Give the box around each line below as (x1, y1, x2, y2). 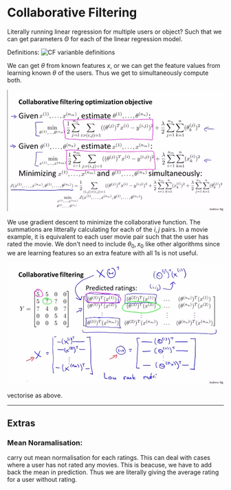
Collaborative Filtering (7, 5, 137, 21)
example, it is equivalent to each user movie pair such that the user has (7, 233, 209, 241)
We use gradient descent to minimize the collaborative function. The (7, 218, 201, 226)
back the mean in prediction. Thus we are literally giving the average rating (7, 468, 219, 476)
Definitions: (7, 48, 40, 56)
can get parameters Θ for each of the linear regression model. (7, 34, 183, 43)
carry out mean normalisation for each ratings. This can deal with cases (7, 454, 211, 462)
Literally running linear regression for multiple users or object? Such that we (7, 27, 222, 36)
